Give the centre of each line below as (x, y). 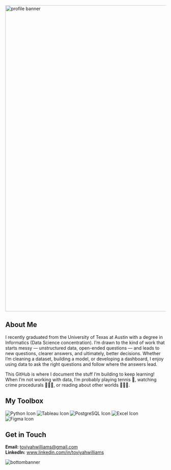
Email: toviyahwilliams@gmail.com (41, 447)
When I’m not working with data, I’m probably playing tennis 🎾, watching (81, 379)
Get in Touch (26, 435)
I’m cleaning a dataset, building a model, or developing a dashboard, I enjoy (84, 359)
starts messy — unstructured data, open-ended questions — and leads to (82, 348)
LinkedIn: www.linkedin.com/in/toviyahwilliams (55, 452)
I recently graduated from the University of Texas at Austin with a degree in (84, 337)
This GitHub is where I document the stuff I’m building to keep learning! (80, 374)
